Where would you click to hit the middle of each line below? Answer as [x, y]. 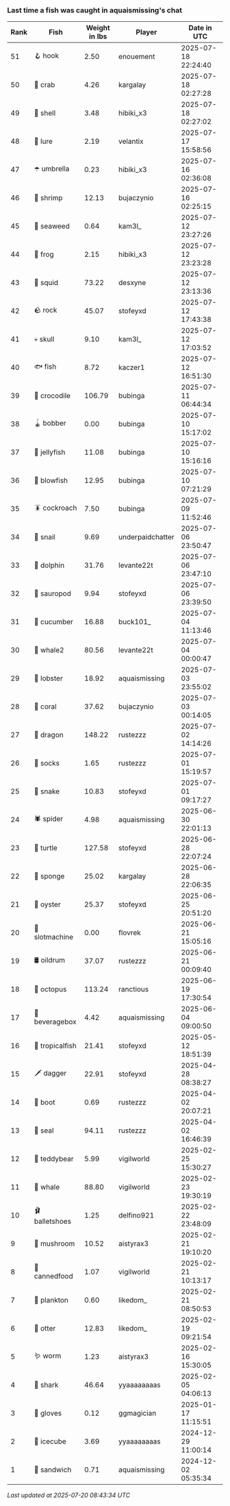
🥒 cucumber [54, 622]
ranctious [134, 989]
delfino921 [137, 1215]
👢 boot [44, 1102]
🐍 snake [47, 791]
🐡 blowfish [51, 480]
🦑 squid [46, 283]
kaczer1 [132, 367]
